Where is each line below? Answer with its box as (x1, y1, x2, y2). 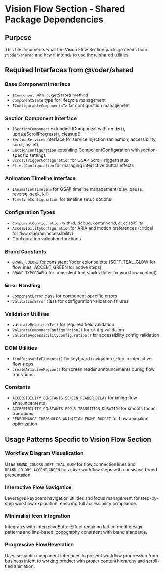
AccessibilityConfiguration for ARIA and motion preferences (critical (12, 225, 153, 231)
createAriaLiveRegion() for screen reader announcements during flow (12, 366, 155, 372)
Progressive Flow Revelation (5, 541, 74, 548)
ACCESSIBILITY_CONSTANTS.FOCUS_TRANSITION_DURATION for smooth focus (12, 405, 156, 412)
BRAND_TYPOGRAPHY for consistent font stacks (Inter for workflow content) (12, 269, 157, 275)
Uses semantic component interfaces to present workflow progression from (5, 552, 158, 558)
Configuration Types (5, 209, 55, 216)
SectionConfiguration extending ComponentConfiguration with (12, 147, 140, 153)
